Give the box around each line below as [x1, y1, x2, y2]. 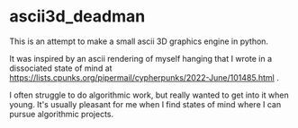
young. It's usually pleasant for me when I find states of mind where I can [9, 98, 282, 109]
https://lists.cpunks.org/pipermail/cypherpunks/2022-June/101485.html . [9, 72, 279, 82]
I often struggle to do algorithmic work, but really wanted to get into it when [9, 90, 290, 100]
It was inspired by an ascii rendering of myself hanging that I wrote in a [9, 53, 273, 64]
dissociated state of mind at [9, 63, 113, 73]
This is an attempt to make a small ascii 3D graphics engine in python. [9, 36, 268, 47]
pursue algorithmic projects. [9, 108, 114, 119]
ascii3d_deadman [9, 6, 146, 27]
